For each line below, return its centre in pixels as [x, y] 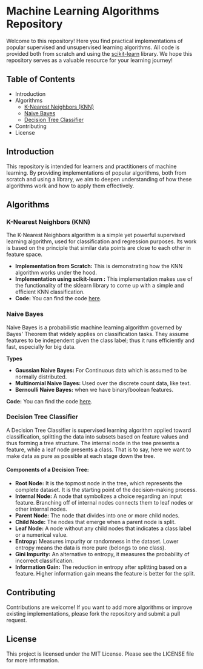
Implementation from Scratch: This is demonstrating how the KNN [99, 266]
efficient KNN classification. [50, 292]
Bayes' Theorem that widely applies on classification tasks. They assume [98, 334]
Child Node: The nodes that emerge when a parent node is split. [95, 522]
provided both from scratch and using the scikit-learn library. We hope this [99, 53]
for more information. [33, 660]
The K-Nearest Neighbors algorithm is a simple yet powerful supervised [96, 235]
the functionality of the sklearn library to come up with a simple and [99, 286]
